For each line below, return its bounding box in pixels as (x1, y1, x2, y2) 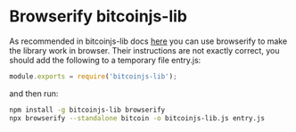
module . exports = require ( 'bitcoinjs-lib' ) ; (9, 71, 177, 81)
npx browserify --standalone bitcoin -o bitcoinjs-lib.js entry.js (9, 113, 266, 122)
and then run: (9, 87, 59, 99)
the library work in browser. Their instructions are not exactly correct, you (9, 45, 280, 55)
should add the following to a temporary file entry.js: (9, 54, 201, 65)
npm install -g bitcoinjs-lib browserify (9, 105, 166, 114)
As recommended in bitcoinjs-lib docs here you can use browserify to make (9, 36, 288, 46)
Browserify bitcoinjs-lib (9, 6, 188, 27)
